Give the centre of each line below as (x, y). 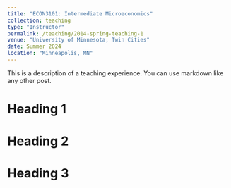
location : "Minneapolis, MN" (50, 54)
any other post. (29, 80)
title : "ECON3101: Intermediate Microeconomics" (80, 14)
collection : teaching (39, 20)
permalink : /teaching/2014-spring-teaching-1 (75, 33)
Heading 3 (38, 174)
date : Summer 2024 (34, 46)
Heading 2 (38, 141)
